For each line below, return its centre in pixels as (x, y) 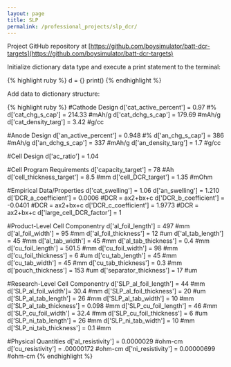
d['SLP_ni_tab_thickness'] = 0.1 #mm (59, 328)
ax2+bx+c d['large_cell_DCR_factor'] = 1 (64, 213)
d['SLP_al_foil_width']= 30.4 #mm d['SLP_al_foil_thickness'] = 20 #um (107, 291)
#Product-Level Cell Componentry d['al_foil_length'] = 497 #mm (99, 226)
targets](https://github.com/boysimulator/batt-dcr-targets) (90, 53)
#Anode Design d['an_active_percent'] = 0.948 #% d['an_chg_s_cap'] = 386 (116, 135)
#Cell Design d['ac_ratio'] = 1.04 (53, 156)
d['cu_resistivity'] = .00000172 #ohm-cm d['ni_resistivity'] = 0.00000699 (111, 349)
